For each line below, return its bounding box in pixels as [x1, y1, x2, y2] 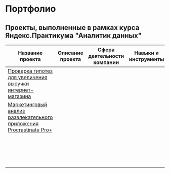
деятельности [88, 53, 124, 59]
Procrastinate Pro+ [8, 126, 53, 133]
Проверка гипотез [8, 67, 53, 74]
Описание [58, 49, 83, 56]
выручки [8, 80, 29, 87]
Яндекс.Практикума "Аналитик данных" [5, 31, 142, 40]
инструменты [129, 56, 164, 62]
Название [18, 49, 43, 56]
